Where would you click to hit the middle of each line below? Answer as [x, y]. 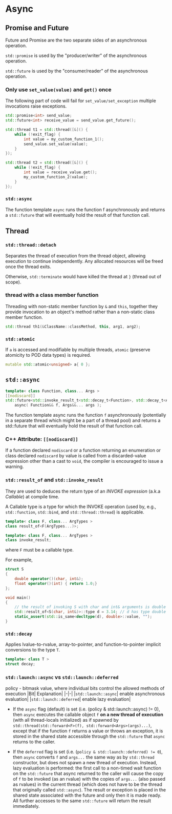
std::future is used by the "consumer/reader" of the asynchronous [77, 71]
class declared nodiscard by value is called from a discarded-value [76, 456]
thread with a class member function [52, 295]
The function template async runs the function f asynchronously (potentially [86, 415]
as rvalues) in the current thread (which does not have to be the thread [88, 784]
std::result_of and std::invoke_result [54, 480]
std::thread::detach [31, 245]
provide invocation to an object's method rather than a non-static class [80, 312]
